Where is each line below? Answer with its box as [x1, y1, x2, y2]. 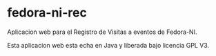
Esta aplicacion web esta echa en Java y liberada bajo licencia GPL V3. [7, 41, 209, 49]
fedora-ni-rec [7, 5, 88, 21]
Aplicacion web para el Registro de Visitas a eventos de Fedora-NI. [7, 28, 197, 36]
